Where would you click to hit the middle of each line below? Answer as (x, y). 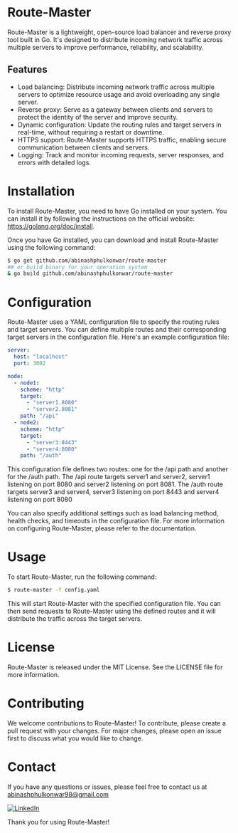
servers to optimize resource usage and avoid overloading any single (119, 94)
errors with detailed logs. (54, 162)
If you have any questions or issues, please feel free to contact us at (107, 787)
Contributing (46, 704)
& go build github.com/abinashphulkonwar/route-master (90, 274)
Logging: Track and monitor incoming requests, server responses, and (120, 154)
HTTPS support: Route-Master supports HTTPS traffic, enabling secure (122, 140)
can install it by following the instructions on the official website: (101, 219)
